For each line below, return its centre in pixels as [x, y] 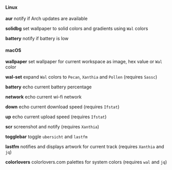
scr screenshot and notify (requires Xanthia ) [52, 127]
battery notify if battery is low [37, 39]
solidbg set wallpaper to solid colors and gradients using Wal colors [77, 29]
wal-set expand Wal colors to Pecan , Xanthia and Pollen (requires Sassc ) [81, 77]
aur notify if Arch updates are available [46, 18]
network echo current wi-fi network [44, 97]
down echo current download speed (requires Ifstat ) [62, 107]
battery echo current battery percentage [49, 87]
